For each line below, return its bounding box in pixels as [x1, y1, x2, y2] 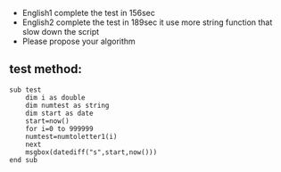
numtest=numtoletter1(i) [25, 132, 118, 141]
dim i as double [25, 93, 87, 102]
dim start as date [25, 109, 94, 118]
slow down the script [21, 27, 100, 37]
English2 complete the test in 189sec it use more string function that [21, 17, 273, 28]
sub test [9, 85, 42, 94]
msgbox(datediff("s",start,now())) [25, 147, 158, 157]
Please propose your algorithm [21, 36, 136, 46]
